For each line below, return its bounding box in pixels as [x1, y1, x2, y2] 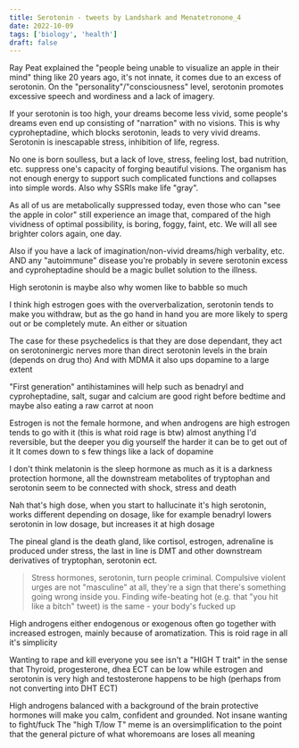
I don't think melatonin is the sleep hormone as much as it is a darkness [9, 464, 273, 475]
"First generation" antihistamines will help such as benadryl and [9, 382, 244, 392]
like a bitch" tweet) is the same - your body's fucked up [30, 601, 237, 612]
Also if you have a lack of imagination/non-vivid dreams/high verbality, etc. [9, 246, 286, 256]
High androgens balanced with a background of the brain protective [9, 701, 259, 711]
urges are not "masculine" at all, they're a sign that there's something [30, 582, 287, 593]
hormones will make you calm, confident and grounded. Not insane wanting [9, 710, 287, 720]
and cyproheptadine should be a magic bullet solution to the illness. [9, 265, 258, 275]
